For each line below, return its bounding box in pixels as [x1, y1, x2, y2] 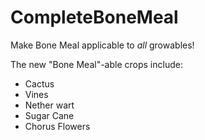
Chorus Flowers [24, 120, 91, 132]
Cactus [24, 77, 55, 90]
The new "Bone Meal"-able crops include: [10, 58, 183, 70]
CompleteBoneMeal [10, 6, 179, 29]
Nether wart [24, 99, 75, 111]
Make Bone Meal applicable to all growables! [10, 39, 195, 51]
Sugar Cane [24, 109, 75, 121]
